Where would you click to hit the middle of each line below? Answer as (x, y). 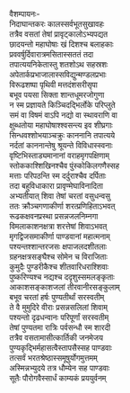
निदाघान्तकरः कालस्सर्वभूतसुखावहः (57, 24)
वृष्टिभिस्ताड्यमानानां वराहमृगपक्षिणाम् (60, 156)
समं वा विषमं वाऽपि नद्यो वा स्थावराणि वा (64, 115)
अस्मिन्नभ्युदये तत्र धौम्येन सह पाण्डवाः (60, 368)
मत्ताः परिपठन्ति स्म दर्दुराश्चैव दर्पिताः (58, 176)
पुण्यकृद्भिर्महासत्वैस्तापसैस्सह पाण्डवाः (61, 348)
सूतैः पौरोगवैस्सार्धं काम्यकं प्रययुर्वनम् (58, 378)
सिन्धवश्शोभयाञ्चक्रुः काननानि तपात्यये (62, 135)
